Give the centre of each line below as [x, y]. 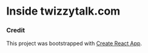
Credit [16, 30]
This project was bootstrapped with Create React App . [74, 43]
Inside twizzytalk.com [63, 11]
